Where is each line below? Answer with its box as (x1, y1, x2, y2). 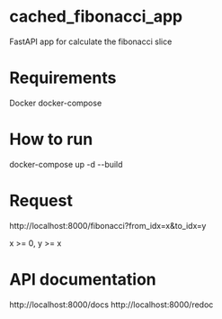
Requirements (9, 68, 117, 88)
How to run (9, 129, 93, 150)
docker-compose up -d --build (9, 159, 123, 169)
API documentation (9, 269, 157, 289)
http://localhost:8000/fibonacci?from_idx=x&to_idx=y (9, 220, 207, 231)
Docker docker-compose (9, 97, 102, 108)
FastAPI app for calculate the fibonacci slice (9, 36, 173, 47)
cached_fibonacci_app (9, 6, 182, 27)
